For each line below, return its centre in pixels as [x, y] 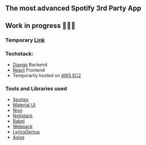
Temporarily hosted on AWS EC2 [47, 75]
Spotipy [21, 100]
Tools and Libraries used [36, 88]
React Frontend [29, 70]
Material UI [24, 105]
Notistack [23, 116]
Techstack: [20, 54]
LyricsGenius [26, 132]
